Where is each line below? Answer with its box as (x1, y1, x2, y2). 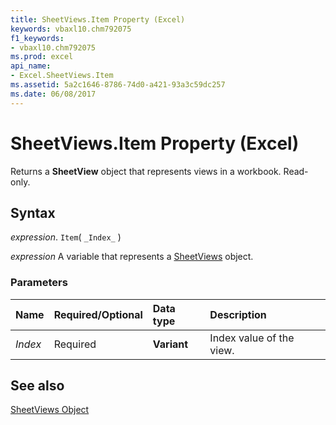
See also (10, 377, 65, 395)
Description (209, 307, 267, 321)
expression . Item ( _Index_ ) (10, 231, 122, 243)
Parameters (10, 276, 68, 290)
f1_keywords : (10, 33, 65, 43)
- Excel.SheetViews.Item (10, 71, 114, 81)
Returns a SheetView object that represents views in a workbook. (10, 165, 282, 177)
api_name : (10, 61, 52, 71)
